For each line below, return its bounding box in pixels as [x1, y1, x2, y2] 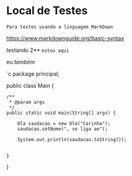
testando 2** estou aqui [6, 46, 69, 54]
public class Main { [6, 82, 54, 89]
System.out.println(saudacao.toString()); [17, 136, 127, 142]
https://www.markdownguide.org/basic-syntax [6, 34, 124, 42]
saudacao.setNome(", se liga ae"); [17, 126, 108, 132]
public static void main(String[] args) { [6, 109, 116, 116]
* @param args [9, 99, 45, 105]
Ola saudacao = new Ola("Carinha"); [17, 120, 111, 127]
